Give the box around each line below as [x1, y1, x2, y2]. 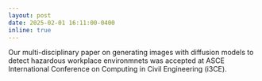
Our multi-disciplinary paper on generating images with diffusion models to [8, 48, 254, 57]
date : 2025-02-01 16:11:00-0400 [8, 19, 115, 27]
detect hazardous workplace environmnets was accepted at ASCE [8, 56, 225, 65]
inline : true [8, 26, 52, 34]
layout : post [8, 11, 52, 20]
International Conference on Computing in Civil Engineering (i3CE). [8, 64, 228, 74]
